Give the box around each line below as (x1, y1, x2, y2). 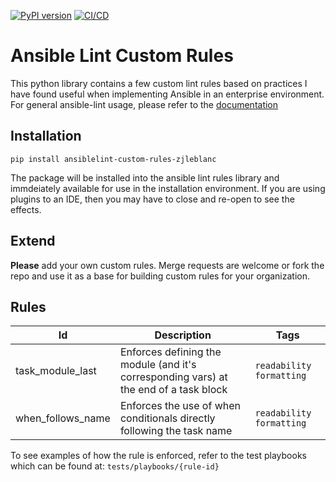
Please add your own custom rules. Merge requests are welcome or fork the (10, 259, 325, 271)
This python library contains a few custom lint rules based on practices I (10, 77, 308, 89)
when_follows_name (15, 411, 111, 425)
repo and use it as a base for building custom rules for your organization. (10, 270, 311, 282)
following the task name (119, 424, 233, 438)
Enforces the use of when (119, 399, 241, 413)
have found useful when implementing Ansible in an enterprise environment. (10, 88, 325, 100)
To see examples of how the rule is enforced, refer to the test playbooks (10, 450, 307, 462)
